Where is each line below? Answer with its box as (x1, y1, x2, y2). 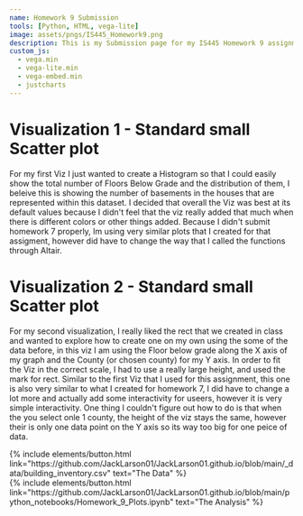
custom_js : (9, 47, 50, 56)
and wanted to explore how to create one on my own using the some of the (9, 335, 289, 346)
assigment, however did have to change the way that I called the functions (9, 235, 286, 246)
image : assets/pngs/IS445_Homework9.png (9, 30, 164, 39)
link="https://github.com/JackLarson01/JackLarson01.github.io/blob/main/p (9, 486, 290, 497)
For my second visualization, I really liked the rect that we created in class (9, 326, 284, 336)
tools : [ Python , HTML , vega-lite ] (9, 22, 140, 31)
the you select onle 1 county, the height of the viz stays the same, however (9, 411, 287, 422)
